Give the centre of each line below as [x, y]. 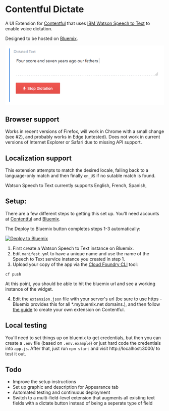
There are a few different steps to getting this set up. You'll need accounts [82, 213]
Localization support [39, 158]
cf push [13, 274]
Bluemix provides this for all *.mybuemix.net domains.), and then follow [86, 304]
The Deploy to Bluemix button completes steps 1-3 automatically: [73, 229]
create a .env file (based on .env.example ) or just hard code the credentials [83, 343]
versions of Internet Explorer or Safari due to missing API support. [74, 142]
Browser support [32, 119]
